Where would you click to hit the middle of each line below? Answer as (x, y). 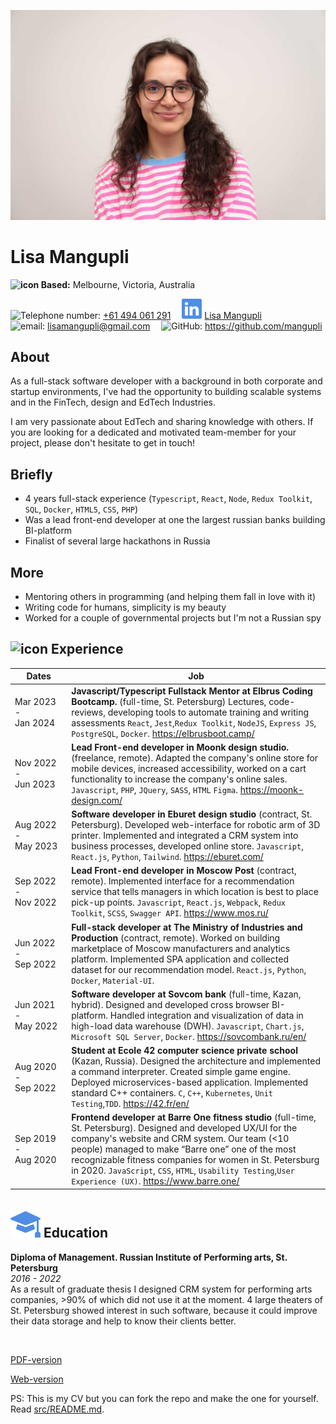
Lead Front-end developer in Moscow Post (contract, (184, 871)
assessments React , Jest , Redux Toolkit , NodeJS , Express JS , (194, 722)
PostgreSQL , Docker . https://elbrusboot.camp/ (163, 733)
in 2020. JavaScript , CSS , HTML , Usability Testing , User (183, 1171)
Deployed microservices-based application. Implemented (190, 1082)
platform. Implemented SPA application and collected (180, 959)
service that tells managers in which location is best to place (195, 892)
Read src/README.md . (57, 1409)
